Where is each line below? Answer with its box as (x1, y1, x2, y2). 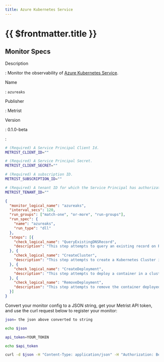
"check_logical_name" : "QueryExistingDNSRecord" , (14, 239, 117, 244)
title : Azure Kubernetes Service (5, 7, 73, 12)
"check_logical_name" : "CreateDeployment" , (14, 267, 104, 271)
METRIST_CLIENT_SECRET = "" (5, 163, 58, 168)
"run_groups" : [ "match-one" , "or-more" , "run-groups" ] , (9, 212, 125, 217)
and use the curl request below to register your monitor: (5, 307, 118, 313)
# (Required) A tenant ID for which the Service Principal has (5, 185, 137, 190)
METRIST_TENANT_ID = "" (5, 190, 49, 195)
